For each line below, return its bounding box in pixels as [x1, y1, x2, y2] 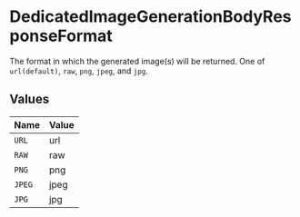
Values [9, 92, 50, 107]
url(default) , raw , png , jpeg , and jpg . [9, 65, 148, 76]
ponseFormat [9, 25, 114, 46]
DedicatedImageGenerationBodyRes [9, 6, 292, 27]
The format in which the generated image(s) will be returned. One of [9, 55, 265, 66]
